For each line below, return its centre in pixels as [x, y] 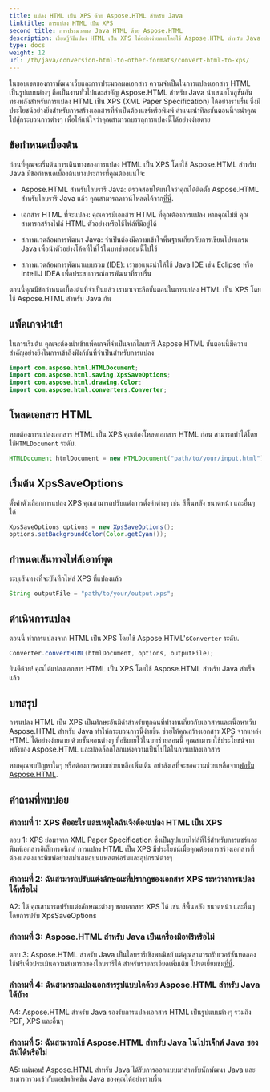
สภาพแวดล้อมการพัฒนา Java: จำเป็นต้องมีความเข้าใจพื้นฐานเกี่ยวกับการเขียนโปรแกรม [135, 239]
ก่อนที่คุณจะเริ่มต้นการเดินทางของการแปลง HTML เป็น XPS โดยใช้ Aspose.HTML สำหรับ [133, 164]
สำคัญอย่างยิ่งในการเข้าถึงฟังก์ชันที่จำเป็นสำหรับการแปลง [82, 353]
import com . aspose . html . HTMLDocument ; [74, 368]
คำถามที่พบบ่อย [39, 799]
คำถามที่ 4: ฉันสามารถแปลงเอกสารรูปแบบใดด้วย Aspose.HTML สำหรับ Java [135, 985]
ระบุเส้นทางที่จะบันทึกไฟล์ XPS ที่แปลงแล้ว [66, 578]
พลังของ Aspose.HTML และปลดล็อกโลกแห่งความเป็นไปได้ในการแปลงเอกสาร [115, 749]
